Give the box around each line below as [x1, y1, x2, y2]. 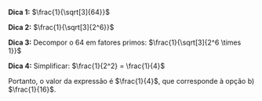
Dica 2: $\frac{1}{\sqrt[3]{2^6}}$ [8, 23, 115, 31]
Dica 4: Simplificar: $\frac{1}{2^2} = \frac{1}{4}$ [8, 61, 166, 70]
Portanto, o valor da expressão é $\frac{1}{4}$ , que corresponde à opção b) [8, 77, 255, 85]
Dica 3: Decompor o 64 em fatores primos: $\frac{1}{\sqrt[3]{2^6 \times [8, 38, 242, 47]
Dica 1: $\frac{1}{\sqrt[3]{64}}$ [8, 8, 110, 16]
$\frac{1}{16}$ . [8, 85, 56, 94]
